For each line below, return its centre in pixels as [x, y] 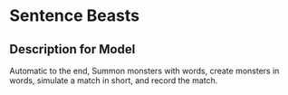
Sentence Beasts [75, 16]
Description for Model [72, 49]
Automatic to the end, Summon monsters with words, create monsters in [144, 71]
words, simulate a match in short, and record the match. [114, 81]
